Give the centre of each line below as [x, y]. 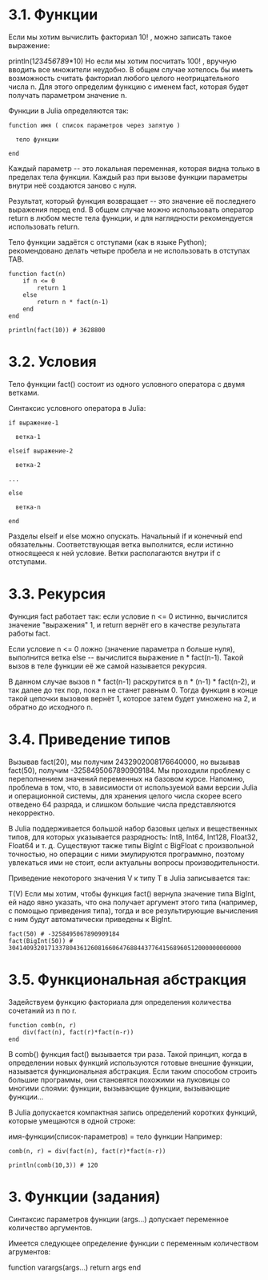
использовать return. [44, 226]
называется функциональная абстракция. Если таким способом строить [133, 1071]
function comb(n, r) [43, 1025]
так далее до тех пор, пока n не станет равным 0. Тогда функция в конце [133, 690]
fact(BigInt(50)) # [41, 941]
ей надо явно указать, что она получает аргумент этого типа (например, [133, 902]
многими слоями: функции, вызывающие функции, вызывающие [119, 1088]
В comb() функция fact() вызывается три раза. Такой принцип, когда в [128, 1054]
